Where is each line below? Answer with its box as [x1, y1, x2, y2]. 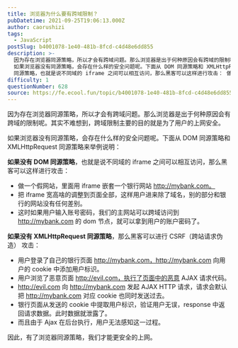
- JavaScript [13, 37, 52, 44]
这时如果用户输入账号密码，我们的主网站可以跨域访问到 [17, 208, 179, 217]
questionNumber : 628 [7, 83, 69, 90]
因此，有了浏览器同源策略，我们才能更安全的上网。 [7, 333, 157, 342]
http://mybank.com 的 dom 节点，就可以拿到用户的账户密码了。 [17, 217, 204, 225]
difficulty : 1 [7, 76, 50, 84]
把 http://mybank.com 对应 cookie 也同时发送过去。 [17, 291, 169, 300]
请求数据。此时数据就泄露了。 [23, 309, 111, 318]
